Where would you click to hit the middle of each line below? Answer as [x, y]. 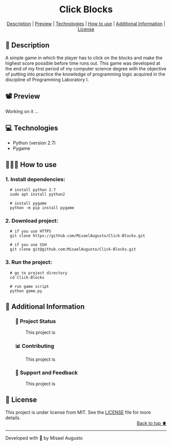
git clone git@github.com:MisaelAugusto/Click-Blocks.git [73, 249]
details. [13, 418]
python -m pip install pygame [42, 208]
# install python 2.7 [33, 190]
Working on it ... [22, 111]
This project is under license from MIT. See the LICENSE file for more [78, 412]
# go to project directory [39, 273]
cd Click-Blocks [27, 277]
